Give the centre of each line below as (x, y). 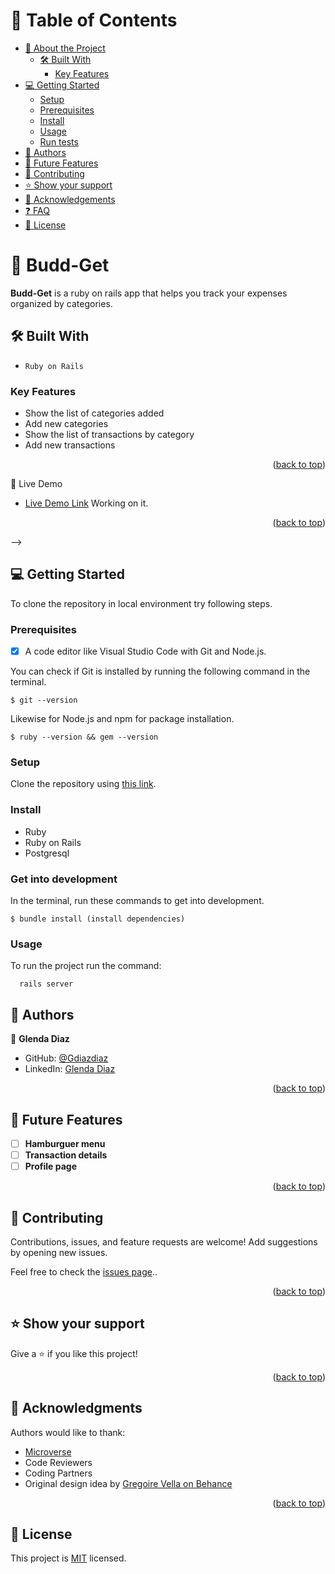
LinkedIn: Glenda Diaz (70, 1069)
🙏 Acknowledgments (76, 1408)
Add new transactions (70, 445)
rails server (46, 984)
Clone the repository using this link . (83, 784)
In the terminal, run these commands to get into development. (137, 901)
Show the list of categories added (94, 413)
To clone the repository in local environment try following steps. (141, 603)
